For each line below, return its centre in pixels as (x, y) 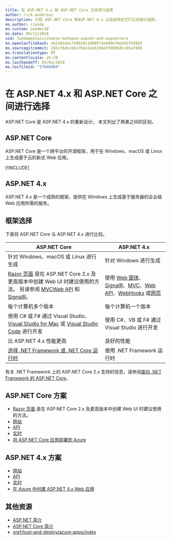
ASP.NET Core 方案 (36, 396)
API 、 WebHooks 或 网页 (133, 293)
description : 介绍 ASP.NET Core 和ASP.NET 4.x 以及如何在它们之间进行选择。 (82, 19)
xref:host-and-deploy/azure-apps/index (54, 532)
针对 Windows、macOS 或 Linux (46, 256)
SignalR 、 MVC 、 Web (131, 285)
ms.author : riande (25, 24)
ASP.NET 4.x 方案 (34, 457)
